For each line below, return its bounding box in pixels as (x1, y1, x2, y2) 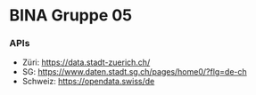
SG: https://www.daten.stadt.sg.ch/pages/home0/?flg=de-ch (21, 67, 247, 77)
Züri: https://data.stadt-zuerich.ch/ (21, 57, 151, 67)
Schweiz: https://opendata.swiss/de (21, 76, 155, 87)
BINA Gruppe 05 (9, 5, 133, 26)
